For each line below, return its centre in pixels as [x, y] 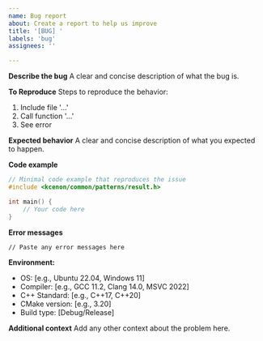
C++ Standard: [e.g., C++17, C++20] [81, 295]
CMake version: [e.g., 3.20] [66, 304]
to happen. [26, 149]
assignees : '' [32, 46]
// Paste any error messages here [67, 247]
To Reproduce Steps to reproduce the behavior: [88, 92]
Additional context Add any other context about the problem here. [119, 328]
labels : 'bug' [32, 38]
